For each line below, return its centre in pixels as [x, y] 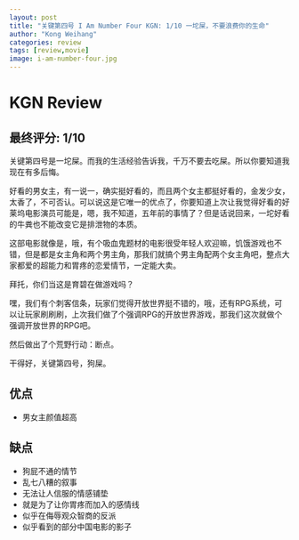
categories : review [45, 42]
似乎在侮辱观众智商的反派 [69, 515]
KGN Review [56, 103]
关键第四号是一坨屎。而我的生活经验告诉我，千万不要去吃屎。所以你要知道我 [149, 161]
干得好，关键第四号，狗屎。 [60, 363]
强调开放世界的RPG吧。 [53, 325]
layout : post [33, 17]
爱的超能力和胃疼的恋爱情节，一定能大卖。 [102, 265]
